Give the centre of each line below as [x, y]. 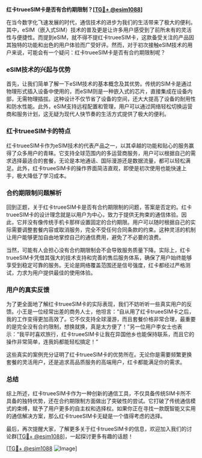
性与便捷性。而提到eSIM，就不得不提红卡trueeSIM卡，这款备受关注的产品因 [100, 37]
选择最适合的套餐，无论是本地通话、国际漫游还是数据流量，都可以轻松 [98, 161]
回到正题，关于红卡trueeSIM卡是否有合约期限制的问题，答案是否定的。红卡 [99, 207]
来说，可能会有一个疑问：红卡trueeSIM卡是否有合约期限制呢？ [88, 52]
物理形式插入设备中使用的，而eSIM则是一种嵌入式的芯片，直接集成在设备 [97, 91]
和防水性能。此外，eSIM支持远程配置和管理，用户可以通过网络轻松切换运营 [99, 107]
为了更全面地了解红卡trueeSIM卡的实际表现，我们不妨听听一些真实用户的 [96, 304]
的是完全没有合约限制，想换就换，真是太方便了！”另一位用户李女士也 [92, 327]
